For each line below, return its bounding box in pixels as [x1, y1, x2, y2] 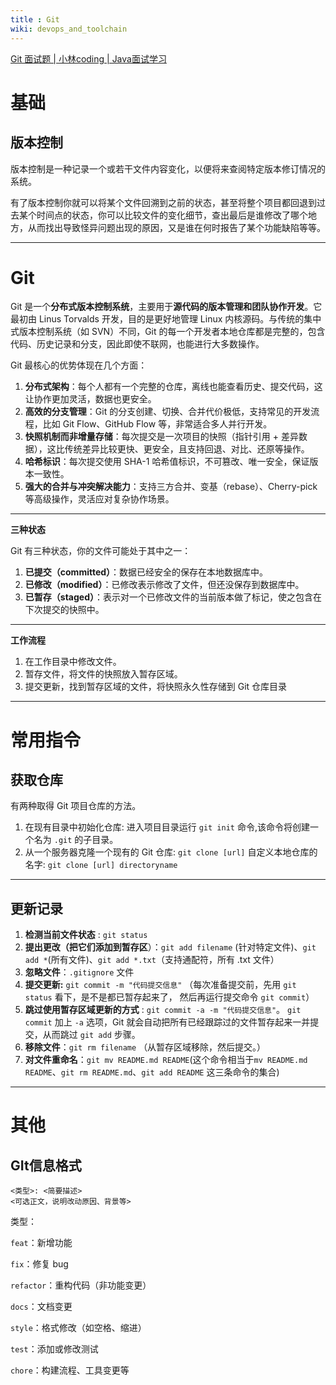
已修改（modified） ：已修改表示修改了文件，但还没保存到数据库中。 [24, 579, 305, 591]
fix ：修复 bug [10, 1258, 69, 1270]
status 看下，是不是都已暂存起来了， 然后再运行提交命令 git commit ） [24, 991, 315, 1003]
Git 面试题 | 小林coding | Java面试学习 [10, 52, 167, 65]
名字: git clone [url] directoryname [24, 859, 178, 871]
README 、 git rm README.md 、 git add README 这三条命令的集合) [24, 1066, 280, 1078]
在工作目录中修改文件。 [24, 656, 122, 668]
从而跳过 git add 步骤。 [42, 1029, 141, 1041]
